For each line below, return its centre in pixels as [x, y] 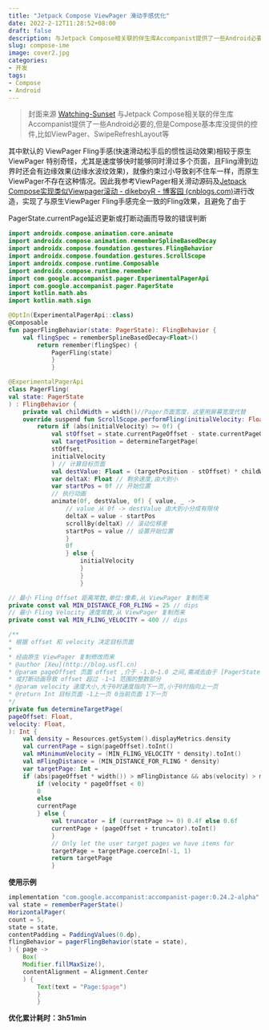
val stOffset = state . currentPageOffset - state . [135, 434]
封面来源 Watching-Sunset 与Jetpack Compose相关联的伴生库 [131, 114]
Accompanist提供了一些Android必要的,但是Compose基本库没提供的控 [143, 124]
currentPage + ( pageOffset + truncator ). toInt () [134, 828]
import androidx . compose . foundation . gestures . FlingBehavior [111, 249]
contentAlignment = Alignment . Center [86, 971]
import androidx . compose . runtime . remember [80, 271]
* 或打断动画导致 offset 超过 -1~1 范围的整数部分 [85, 679]
